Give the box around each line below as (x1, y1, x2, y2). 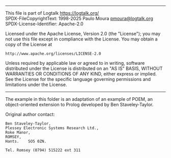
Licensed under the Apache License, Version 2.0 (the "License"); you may (5, 31, 161, 36)
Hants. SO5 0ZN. (5, 139, 47, 144)
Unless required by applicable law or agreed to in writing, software (5, 60, 145, 66)
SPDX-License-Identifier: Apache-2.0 (5, 21, 84, 27)
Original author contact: (5, 111, 55, 117)
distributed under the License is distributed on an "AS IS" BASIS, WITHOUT (5, 65, 163, 71)
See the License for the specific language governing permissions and (5, 76, 151, 82)
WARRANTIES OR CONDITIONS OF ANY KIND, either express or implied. (5, 71, 157, 76)
